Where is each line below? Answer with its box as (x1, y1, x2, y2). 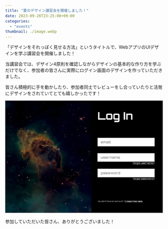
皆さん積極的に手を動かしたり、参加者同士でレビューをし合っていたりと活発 (5, 84, 162, 90)
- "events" (9, 24, 32, 29)
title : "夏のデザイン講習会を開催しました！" (5, 8, 89, 13)
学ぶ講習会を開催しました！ (18, 50, 75, 56)
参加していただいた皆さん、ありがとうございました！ (5, 218, 115, 224)
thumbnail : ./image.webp (5, 29, 57, 34)
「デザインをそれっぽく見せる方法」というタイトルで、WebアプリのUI (5, 44, 150, 50)
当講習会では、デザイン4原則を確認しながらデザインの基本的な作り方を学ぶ (5, 61, 161, 67)
